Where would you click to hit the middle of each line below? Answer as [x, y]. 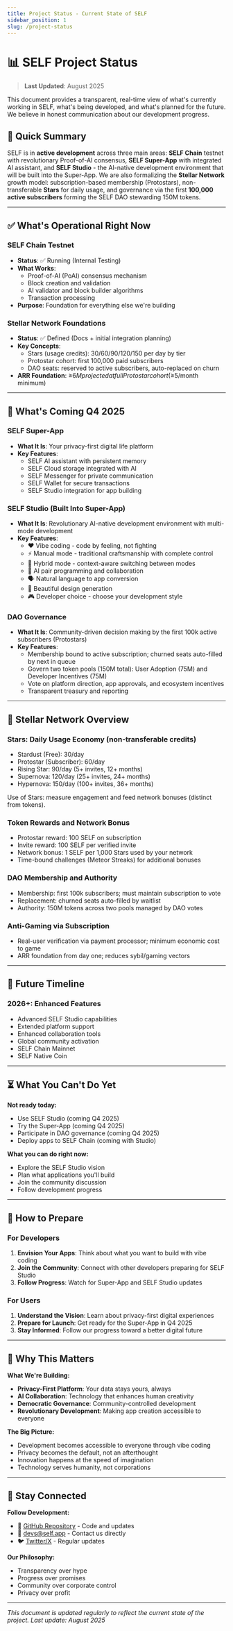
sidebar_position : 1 [37, 20]
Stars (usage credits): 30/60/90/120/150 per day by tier [106, 353]
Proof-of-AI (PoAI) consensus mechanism [87, 276]
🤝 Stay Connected [47, 1496]
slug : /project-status [40, 26]
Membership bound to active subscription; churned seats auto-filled [125, 654]
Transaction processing [61, 298]
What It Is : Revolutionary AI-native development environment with [111, 524]
